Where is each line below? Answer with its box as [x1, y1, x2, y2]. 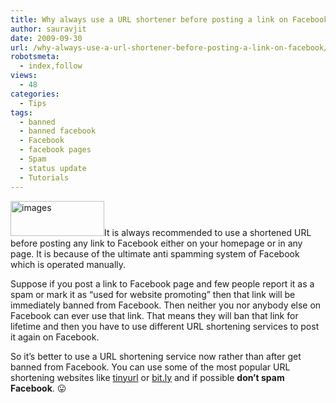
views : [10, 71, 38, 81]
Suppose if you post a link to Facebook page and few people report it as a [10, 277, 315, 290]
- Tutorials [19, 172, 70, 183]
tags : [10, 107, 33, 118]
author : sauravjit [10, 24, 87, 34]
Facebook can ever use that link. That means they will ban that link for [10, 309, 299, 321]
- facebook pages [19, 145, 92, 155]
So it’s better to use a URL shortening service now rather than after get [10, 350, 302, 362]
